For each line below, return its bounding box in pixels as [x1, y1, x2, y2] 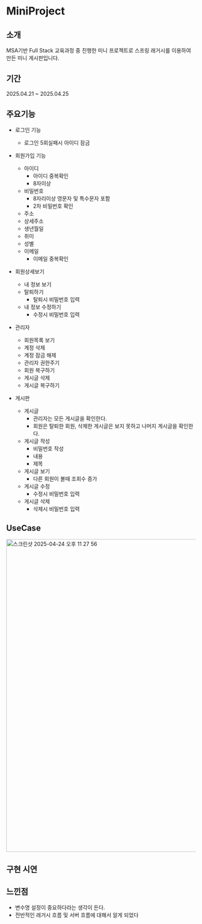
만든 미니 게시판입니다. [6, 54, 60, 61]
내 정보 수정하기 [23, 303, 61, 310]
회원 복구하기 [23, 366, 55, 374]
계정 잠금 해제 [23, 351, 57, 359]
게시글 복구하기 [23, 382, 60, 389]
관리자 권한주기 [23, 359, 60, 366]
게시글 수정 [23, 482, 50, 489]
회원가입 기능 [14, 152, 46, 159]
